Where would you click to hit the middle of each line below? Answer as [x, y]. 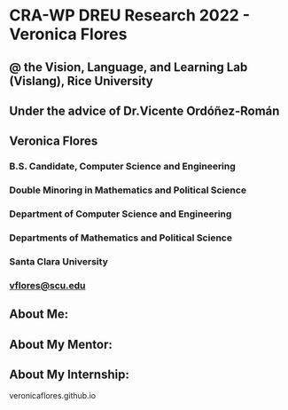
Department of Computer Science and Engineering [121, 214]
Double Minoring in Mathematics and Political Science [128, 190]
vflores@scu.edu [47, 285]
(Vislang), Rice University [81, 81]
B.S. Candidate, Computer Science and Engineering [123, 167]
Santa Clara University [58, 261]
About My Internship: [70, 375]
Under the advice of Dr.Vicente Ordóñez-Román [144, 110]
